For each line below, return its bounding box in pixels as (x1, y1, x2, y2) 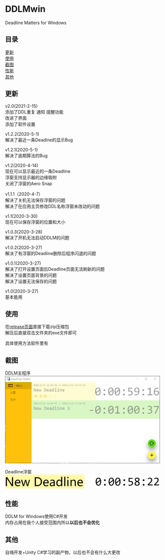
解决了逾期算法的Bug (5, 153, 48, 158)
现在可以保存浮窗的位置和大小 (5, 219, 65, 225)
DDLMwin (5, 3, 46, 15)
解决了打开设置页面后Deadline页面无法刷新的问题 (5, 266, 105, 272)
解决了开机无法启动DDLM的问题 (5, 235, 70, 241)
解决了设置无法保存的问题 (5, 278, 57, 284)
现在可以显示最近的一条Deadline (5, 168, 71, 174)
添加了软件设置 (5, 121, 35, 127)
